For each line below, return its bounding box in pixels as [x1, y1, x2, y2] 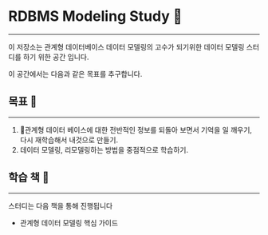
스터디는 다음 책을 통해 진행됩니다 [8, 201, 113, 210]
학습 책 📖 [8, 171, 49, 185]
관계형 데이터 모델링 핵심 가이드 [19, 217, 118, 227]
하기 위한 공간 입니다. [22, 52, 89, 62]
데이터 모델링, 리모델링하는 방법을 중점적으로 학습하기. [19, 145, 189, 154]
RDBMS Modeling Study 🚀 [8, 7, 183, 26]
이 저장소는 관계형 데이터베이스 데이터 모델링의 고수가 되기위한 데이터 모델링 [8, 42, 245, 51]
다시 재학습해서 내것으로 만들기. [19, 135, 118, 145]
